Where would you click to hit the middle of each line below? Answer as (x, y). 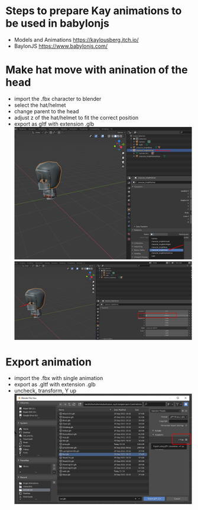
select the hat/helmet (40, 105)
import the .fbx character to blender (58, 99)
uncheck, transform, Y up (45, 391)
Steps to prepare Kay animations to (94, 11)
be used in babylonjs (58, 23)
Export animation (49, 362)
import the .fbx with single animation (59, 378)
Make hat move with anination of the (97, 70)
